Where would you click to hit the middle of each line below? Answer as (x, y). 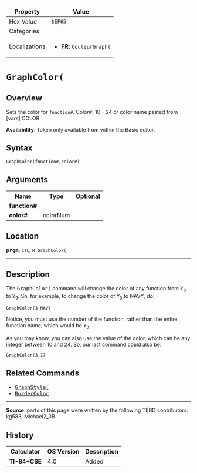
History (20, 435)
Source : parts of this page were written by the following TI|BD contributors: (97, 410)
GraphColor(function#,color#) (43, 162)
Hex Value (23, 21)
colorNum (57, 215)
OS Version (63, 452)
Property (27, 11)
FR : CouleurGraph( (86, 46)
